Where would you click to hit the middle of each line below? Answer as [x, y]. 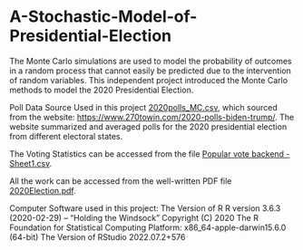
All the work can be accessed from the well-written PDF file [121, 181]
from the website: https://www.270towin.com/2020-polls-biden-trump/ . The [152, 117]
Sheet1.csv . [31, 163]
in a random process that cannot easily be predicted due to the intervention [151, 71]
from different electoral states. [66, 136]
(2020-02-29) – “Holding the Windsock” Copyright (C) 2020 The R [134, 217]
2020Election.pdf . [43, 190]
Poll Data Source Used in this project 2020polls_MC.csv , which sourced [144, 107]
